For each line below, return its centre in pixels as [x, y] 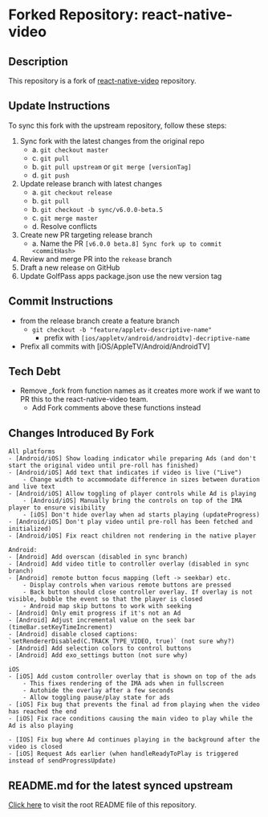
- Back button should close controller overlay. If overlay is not [138, 592]
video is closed [35, 747]
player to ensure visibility [57, 508]
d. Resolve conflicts [65, 226]
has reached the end [43, 712]
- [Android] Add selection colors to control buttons [100, 648]
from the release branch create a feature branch [99, 321]
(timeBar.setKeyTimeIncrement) [61, 627]
